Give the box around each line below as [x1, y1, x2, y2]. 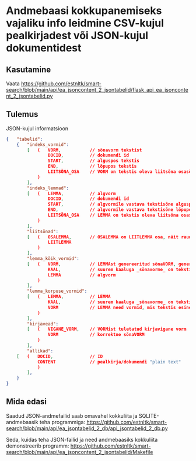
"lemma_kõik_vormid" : [27, 256, 80, 262]
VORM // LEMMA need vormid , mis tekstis [47, 304, 176, 310]
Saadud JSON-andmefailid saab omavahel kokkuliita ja [6, 412, 138, 419]
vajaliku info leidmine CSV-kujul [6, 16, 164, 30]
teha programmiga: [39, 418, 86, 425]
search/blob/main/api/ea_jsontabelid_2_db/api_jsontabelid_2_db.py [6, 425, 168, 432]
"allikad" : [27, 348, 54, 354]
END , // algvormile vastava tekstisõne [47, 207, 174, 213]
